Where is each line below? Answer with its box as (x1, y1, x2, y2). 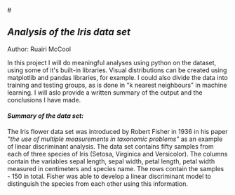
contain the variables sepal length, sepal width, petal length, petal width (7, 157, 215, 166)
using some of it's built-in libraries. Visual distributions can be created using (7, 66, 227, 74)
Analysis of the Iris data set (7, 26, 131, 38)
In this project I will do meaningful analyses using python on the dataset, (7, 58, 217, 67)
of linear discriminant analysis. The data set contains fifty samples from (7, 142, 214, 151)
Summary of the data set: (7, 112, 84, 120)
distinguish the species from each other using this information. (7, 180, 188, 188)
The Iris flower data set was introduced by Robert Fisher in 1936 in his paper (7, 128, 228, 136)
